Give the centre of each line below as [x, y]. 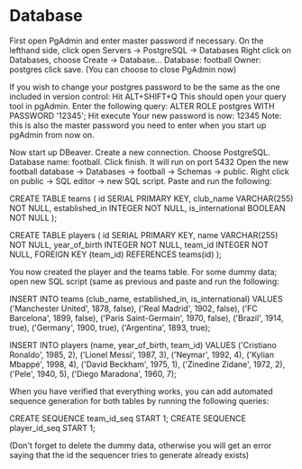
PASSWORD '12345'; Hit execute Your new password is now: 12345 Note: [146, 115]
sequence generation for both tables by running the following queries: [139, 400]
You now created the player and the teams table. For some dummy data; [143, 271]
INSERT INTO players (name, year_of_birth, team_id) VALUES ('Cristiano [143, 345]
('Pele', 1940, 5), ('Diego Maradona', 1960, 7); [93, 373]
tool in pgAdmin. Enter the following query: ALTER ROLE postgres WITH [142, 106]
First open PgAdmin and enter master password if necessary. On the [137, 41]
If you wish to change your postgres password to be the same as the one [145, 87]
